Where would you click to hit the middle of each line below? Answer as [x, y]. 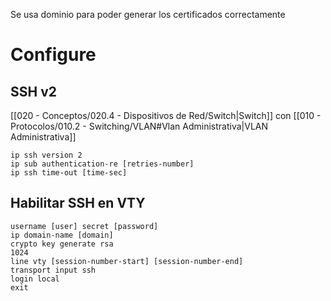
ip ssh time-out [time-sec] [69, 173]
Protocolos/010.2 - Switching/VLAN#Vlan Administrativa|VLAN [139, 126]
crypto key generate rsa [62, 244]
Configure [53, 55]
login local [35, 279]
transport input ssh [53, 270]
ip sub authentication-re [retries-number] [102, 164]
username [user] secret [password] [84, 226]
